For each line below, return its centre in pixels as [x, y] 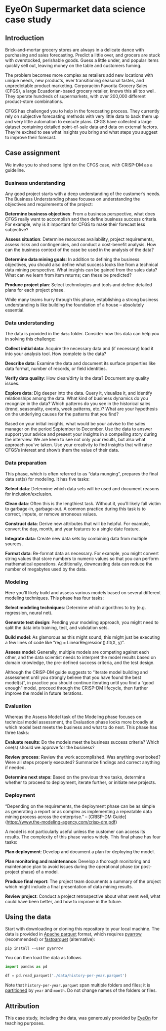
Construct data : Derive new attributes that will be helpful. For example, [78, 523]
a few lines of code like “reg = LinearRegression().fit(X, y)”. [65, 643]
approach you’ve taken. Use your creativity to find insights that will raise [79, 445]
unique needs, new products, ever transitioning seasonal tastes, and [75, 80]
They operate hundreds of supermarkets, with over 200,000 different [75, 96]
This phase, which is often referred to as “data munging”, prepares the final [82, 473]
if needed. [16, 768]
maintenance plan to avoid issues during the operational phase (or [72, 866]
